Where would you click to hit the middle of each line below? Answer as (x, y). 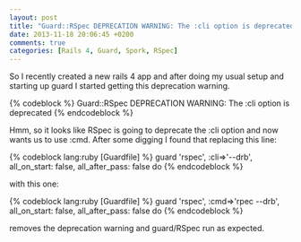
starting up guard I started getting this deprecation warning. (120, 86)
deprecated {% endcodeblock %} (72, 113)
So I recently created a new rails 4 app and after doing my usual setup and (147, 76)
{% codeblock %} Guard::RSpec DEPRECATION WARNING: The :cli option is (150, 103)
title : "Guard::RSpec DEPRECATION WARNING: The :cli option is (130, 26)
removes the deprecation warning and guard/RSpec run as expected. (137, 229)
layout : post (34, 17)
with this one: (34, 184)
